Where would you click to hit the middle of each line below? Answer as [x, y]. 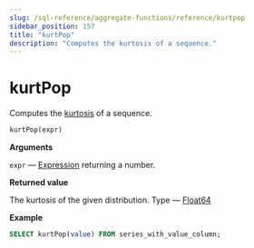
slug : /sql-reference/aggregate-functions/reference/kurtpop [127, 18]
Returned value [39, 183]
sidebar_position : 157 [52, 26]
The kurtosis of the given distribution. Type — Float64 [110, 200]
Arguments [31, 147]
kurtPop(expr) [36, 130]
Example [26, 218]
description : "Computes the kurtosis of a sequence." [113, 43]
